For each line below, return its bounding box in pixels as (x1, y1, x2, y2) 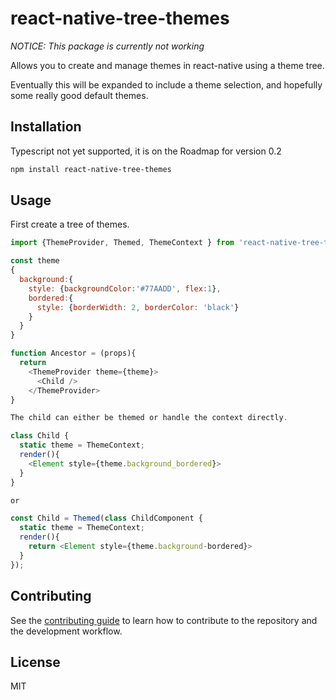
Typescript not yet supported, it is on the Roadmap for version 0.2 (10, 145, 282, 157)
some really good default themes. (10, 89, 149, 101)
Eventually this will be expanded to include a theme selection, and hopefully (10, 78, 323, 91)
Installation (10, 118, 82, 136)
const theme (10, 256, 60, 266)
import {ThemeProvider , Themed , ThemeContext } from (10, 238, 235, 248)
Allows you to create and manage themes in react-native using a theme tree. (10, 59, 325, 71)
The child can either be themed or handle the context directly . (10, 413, 288, 423)
